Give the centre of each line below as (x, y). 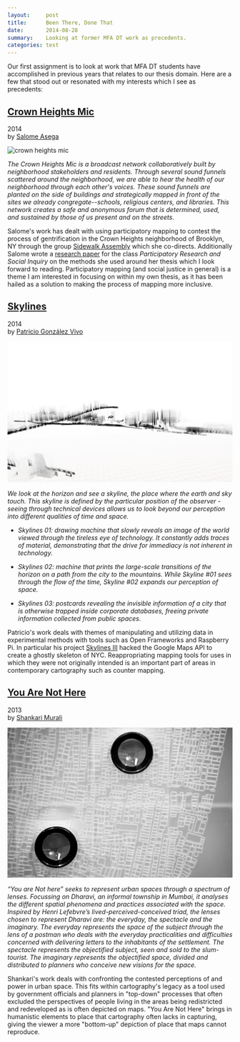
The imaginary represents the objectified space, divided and (119, 957)
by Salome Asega (33, 136)
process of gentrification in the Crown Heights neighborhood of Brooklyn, (116, 239)
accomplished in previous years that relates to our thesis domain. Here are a (120, 74)
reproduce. (24, 1031)
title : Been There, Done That (60, 22)
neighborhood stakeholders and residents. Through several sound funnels (117, 171)
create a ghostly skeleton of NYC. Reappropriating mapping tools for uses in (119, 655)
